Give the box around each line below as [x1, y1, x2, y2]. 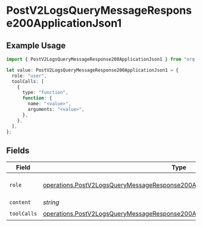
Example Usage [6, 40, 66, 51]
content [9, 199, 31, 206]
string [43, 198, 60, 207]
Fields [6, 145, 30, 155]
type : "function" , [22, 90, 69, 96]
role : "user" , [11, 73, 47, 79]
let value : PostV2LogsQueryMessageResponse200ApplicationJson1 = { [6, 67, 179, 73]
